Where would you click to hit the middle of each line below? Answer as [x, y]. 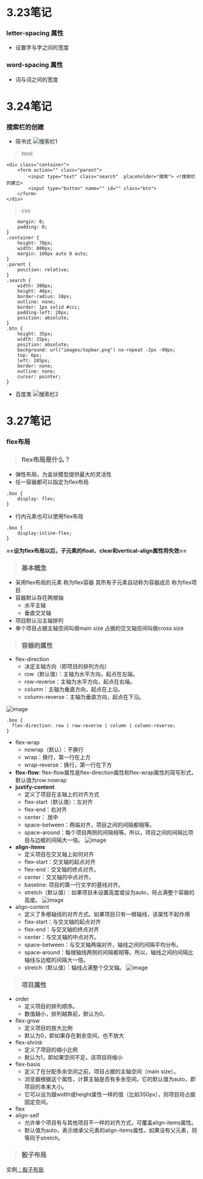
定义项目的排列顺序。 [51, 1006]
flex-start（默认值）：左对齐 [59, 802]
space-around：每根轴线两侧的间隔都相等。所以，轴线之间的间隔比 [109, 952]
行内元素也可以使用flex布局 [49, 516]
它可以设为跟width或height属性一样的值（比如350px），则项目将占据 [110, 1094]
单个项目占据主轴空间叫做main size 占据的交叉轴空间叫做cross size [99, 628]
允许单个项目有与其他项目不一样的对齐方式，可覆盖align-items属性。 [110, 1122]
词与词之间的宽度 [37, 79]
